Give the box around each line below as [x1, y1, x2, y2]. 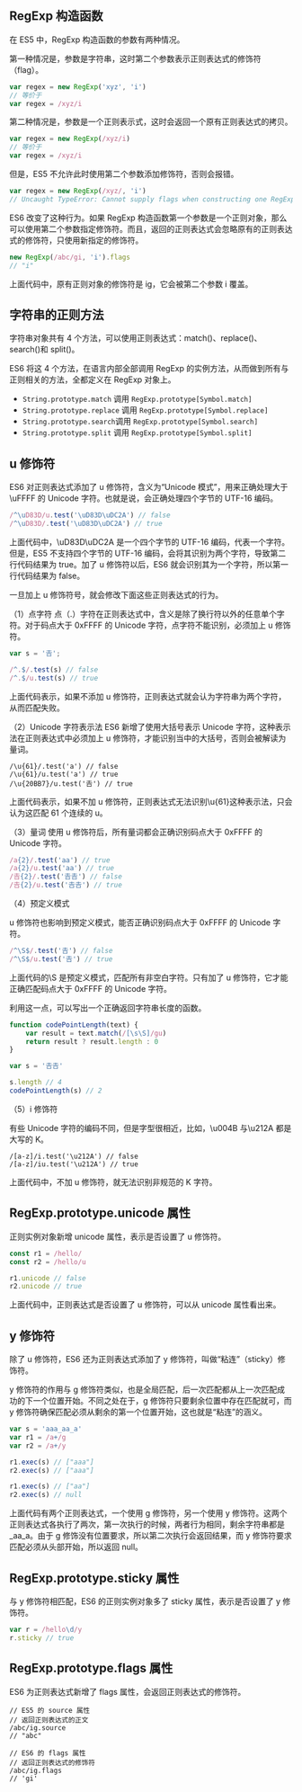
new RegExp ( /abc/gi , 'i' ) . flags [9, 253, 130, 262]
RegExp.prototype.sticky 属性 [9, 1570, 180, 1585]
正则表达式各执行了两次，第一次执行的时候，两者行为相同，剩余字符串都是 [9, 1519, 285, 1530]
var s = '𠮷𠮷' [9, 1062, 64, 1071]
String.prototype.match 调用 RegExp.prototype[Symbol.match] [22, 394, 253, 405]
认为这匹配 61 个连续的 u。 [9, 807, 108, 818]
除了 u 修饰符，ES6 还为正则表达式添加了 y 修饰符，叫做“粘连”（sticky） [9, 1354, 279, 1365]
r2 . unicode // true [9, 1282, 83, 1291]
